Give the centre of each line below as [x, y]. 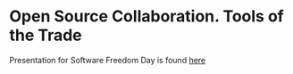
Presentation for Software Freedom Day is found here [108, 60]
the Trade [46, 35]
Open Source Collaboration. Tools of [146, 16]
